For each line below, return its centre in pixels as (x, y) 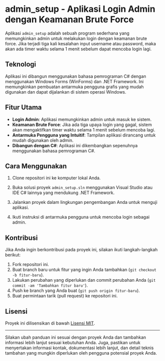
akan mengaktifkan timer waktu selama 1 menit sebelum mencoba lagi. (84, 130)
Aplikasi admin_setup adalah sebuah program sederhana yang (67, 33)
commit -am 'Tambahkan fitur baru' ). (50, 285)
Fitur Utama (24, 108)
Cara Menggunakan (36, 166)
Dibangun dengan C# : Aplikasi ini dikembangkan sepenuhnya (75, 145)
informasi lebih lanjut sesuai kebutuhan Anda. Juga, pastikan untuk (73, 343)
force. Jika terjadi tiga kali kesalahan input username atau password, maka (81, 43)
